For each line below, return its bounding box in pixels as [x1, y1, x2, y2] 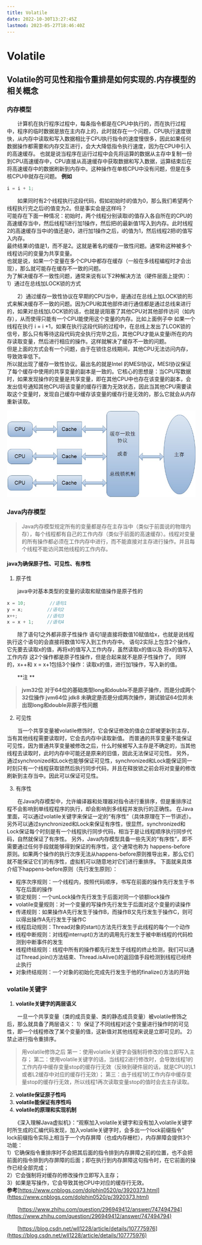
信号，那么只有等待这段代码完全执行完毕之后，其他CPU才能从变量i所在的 [7, 330, 188, 338]
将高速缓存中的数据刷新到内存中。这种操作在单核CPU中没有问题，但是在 [7, 165, 186, 173]
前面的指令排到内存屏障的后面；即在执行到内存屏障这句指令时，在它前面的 [7, 1156, 191, 1164]
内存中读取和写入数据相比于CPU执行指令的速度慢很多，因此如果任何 [22, 135, 191, 143]
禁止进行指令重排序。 [7, 1035, 59, 1042]
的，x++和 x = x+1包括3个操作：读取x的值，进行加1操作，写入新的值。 [7, 661, 180, 668]
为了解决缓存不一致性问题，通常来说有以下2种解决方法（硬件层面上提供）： [7, 273, 191, 280]
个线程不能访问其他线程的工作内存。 [21, 545, 111, 552]
